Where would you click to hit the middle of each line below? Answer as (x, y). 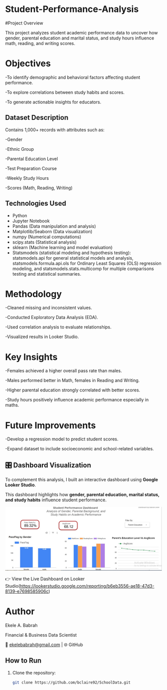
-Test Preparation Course (31, 168)
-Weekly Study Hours (27, 178)
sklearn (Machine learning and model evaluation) (62, 247)
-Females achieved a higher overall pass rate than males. (64, 371)
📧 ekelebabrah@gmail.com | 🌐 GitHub (44, 645)
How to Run (23, 661)
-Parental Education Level (32, 159)
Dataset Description (37, 118)
